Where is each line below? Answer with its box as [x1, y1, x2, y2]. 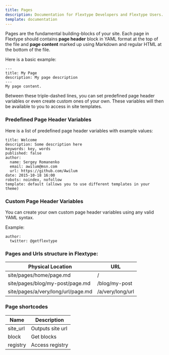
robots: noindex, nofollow [5, 177, 62, 182]
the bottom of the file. [5, 46, 50, 53]
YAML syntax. [5, 214, 34, 220]
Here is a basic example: [5, 57, 57, 63]
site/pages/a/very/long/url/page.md [8, 288, 92, 295]
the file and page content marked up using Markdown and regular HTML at [5, 41, 162, 47]
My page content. [5, 84, 42, 89]
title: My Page [5, 71, 37, 76]
